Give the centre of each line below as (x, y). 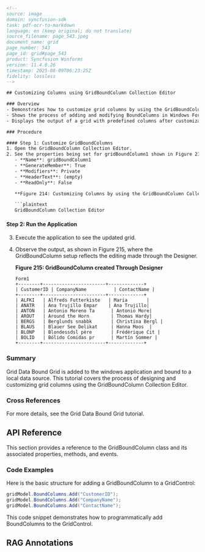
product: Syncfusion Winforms (45, 59)
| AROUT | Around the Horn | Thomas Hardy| (84, 317)
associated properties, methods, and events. (63, 454)
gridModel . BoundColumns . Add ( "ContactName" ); (64, 506)
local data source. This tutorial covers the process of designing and (91, 378)
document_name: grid (33, 42)
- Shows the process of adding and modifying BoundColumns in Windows (98, 115)
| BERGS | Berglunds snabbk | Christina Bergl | (89, 322)
